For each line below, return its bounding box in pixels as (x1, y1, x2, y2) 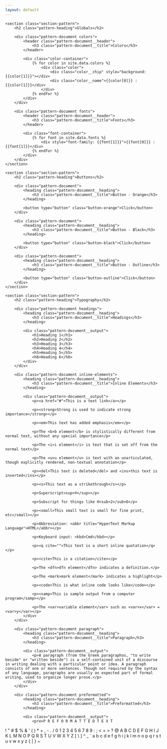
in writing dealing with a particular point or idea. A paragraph (5, 661, 146, 667)
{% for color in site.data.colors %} (31, 61, 111, 66)
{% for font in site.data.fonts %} (31, 135, 106, 140)
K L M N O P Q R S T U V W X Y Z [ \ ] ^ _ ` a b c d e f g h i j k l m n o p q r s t (5, 732, 161, 738)
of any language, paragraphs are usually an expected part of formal (5, 670, 153, 675)
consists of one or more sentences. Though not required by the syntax (5, 666, 157, 671)
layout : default (5, 7, 39, 13)
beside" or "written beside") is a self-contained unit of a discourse (5, 657, 157, 662)
